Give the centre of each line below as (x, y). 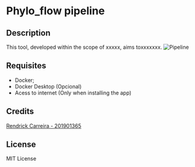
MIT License (21, 159)
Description (28, 33)
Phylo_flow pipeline (56, 11)
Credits (20, 111)
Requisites (26, 66)
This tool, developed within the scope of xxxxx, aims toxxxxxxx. (84, 47)
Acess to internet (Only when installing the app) (73, 93)
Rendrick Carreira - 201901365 (44, 125)
